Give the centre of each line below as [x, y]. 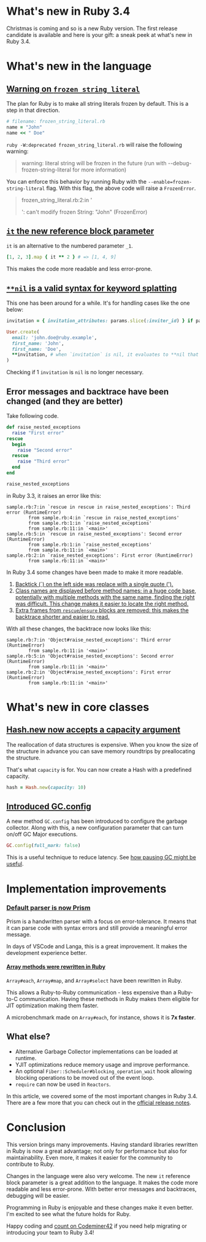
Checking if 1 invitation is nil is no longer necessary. [75, 372]
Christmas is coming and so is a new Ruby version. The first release [92, 28]
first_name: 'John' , [38, 343]
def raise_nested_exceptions [44, 427]
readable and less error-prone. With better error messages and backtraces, [101, 1189]
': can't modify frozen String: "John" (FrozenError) [84, 212]
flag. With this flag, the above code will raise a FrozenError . [121, 188]
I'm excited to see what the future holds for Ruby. [69, 1214]
